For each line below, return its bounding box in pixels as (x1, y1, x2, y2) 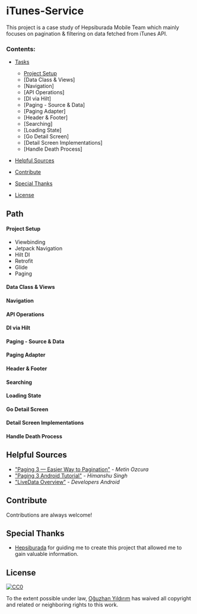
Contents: (6, 44, 36, 53)
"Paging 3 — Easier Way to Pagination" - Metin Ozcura (14, 466, 149, 473)
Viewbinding (14, 238, 46, 246)
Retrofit (14, 257, 33, 265)
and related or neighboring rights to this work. (6, 601, 119, 609)
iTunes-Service (6, 4, 84, 18)
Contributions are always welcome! (6, 511, 93, 518)
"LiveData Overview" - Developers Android (14, 478, 120, 485)
